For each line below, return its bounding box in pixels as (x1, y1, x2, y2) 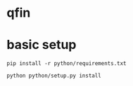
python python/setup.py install (6, 72, 101, 80)
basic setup (6, 37, 77, 53)
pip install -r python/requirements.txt (6, 60, 127, 67)
